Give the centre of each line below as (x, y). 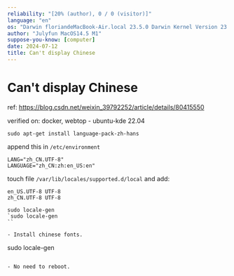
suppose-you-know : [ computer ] (51, 40)
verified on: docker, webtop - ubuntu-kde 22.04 (76, 121)
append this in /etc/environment (54, 146)
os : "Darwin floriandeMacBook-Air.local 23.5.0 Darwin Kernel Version (112, 27)
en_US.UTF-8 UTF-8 (34, 191)
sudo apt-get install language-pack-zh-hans (73, 133)
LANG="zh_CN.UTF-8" (36, 159)
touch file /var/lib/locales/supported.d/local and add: (89, 178)
